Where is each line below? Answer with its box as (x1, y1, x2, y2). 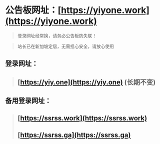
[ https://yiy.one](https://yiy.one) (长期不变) (17, 78, 156, 86)
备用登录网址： (5, 96, 51, 105)
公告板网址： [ (5, 4, 61, 16)
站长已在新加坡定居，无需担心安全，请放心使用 (17, 43, 114, 49)
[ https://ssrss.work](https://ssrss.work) (17, 113, 147, 122)
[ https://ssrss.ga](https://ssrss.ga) (17, 130, 131, 139)
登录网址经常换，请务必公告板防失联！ (17, 32, 96, 38)
